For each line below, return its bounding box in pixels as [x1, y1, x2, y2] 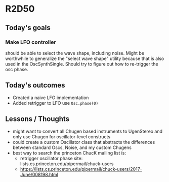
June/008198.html [20, 171, 58, 177]
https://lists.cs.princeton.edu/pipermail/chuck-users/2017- [20, 166, 143, 172]
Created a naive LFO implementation [12, 95, 89, 101]
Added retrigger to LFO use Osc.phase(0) [12, 100, 99, 106]
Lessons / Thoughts [5, 115, 70, 124]
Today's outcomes [5, 81, 65, 89]
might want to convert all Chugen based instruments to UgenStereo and [12, 128, 163, 134]
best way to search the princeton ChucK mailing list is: [12, 149, 126, 156]
